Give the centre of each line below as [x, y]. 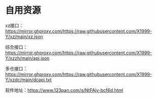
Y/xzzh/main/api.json [27, 58]
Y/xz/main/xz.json [24, 37]
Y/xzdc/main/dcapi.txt [28, 80]
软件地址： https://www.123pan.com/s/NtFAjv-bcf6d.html [64, 90]
